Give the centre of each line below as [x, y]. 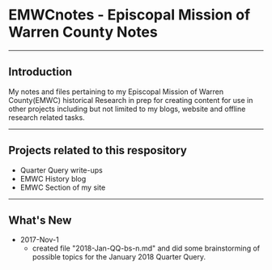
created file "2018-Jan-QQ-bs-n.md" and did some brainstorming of [146, 248]
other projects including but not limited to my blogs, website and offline [127, 109]
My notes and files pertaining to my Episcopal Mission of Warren [116, 92]
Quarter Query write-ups [61, 170]
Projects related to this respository [98, 150]
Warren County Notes [83, 32]
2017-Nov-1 [39, 240]
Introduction [40, 72]
